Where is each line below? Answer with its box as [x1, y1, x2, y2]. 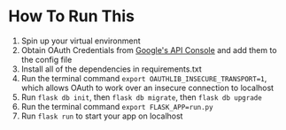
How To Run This [8, 6, 135, 27]
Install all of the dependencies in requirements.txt [20, 64, 203, 74]
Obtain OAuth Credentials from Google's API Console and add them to [20, 44, 277, 55]
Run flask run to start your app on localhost [20, 111, 183, 121]
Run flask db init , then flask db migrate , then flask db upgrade [20, 91, 262, 103]
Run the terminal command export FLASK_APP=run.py [20, 101, 213, 111]
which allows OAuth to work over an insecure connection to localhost [20, 82, 274, 93]
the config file [20, 54, 73, 65]
